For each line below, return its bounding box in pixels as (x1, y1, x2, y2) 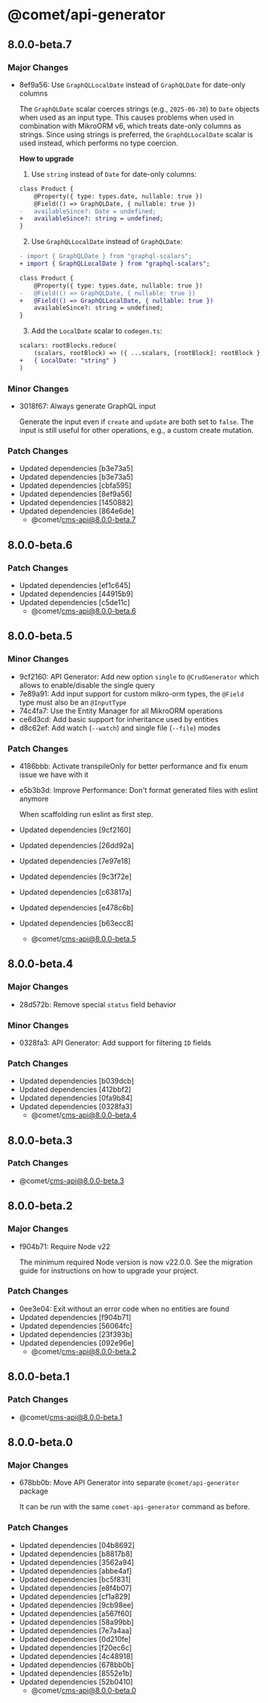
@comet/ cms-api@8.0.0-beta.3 (18, 1175, 125, 1186)
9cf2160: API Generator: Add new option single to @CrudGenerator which (18, 672, 260, 681)
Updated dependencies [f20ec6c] (18, 1643, 132, 1652)
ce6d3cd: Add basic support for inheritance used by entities (18, 714, 219, 724)
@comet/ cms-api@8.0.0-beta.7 (30, 515, 136, 525)
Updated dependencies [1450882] (18, 498, 133, 508)
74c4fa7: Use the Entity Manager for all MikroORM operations (18, 705, 223, 716)
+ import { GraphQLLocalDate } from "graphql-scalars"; (18, 259, 210, 267)
